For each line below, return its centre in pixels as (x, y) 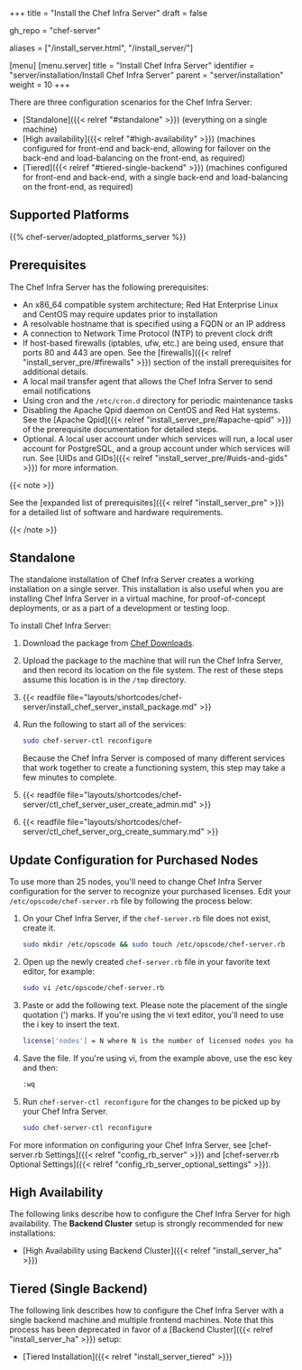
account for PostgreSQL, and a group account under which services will (156, 448)
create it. (39, 928)
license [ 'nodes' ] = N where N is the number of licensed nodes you (152, 1041)
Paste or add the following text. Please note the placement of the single (155, 1004)
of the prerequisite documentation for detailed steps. (120, 429)
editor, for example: (59, 971)
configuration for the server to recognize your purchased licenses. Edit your (150, 892)
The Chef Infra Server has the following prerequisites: (109, 287)
